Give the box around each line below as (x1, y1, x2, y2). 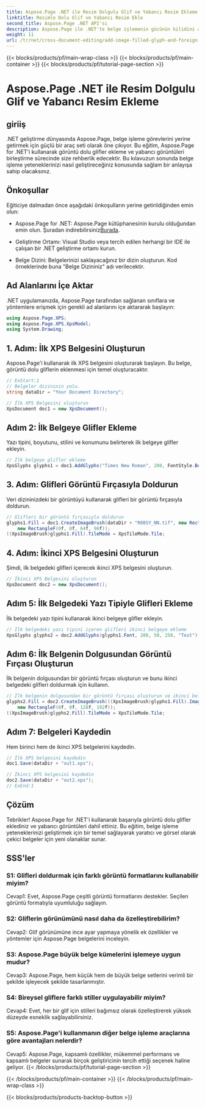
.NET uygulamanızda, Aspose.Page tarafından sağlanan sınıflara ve (6, 296, 175, 304)
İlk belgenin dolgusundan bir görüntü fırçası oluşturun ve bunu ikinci (6, 675, 178, 682)
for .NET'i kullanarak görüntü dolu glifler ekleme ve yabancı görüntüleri (6, 148, 185, 156)
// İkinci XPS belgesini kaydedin (6, 772, 95, 778)
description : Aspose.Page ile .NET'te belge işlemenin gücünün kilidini (6, 26, 195, 32)
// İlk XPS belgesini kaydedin (6, 754, 86, 761)
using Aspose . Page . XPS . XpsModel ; (6, 321, 92, 327)
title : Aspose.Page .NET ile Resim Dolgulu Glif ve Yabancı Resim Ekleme (6, 9, 198, 15)
